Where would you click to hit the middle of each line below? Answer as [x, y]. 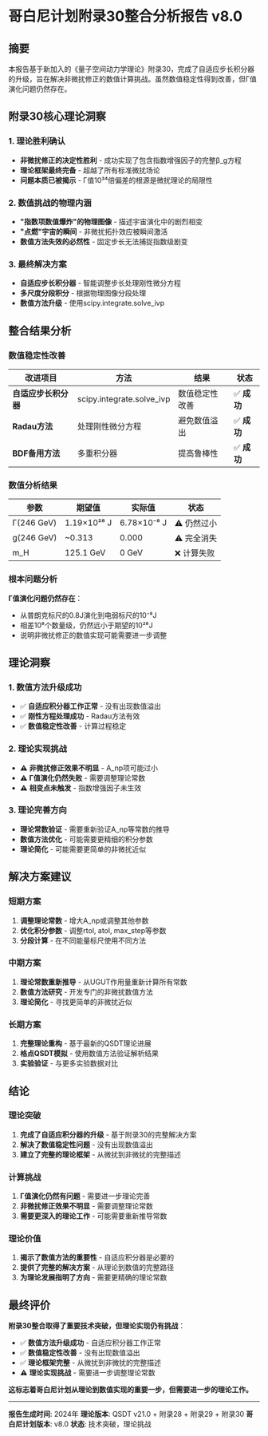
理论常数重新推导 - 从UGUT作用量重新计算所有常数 [103, 982]
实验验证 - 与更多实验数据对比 [69, 1063]
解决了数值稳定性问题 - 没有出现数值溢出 [87, 1144]
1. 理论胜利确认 [37, 141]
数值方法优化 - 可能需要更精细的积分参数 [87, 839]
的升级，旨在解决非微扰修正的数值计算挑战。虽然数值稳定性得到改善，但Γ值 [133, 79]
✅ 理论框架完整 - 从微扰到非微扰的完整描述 [90, 1363]
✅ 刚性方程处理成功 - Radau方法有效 [80, 716]
